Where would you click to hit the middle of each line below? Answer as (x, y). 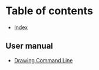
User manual (29, 46)
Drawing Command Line (43, 60)
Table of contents (49, 11)
